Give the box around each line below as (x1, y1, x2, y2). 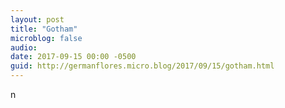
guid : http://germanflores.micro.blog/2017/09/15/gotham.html (10, 61, 275, 71)
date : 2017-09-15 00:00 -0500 (10, 52, 137, 62)
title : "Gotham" (10, 24, 78, 34)
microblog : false (10, 33, 83, 43)
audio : (10, 42, 38, 53)
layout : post (10, 14, 65, 25)
